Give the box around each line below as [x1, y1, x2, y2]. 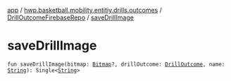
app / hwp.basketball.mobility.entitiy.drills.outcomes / [7, 6, 162, 14]
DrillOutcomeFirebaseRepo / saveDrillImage [7, 13, 134, 22]
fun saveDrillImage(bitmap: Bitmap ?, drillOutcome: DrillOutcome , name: [7, 61, 225, 68]
